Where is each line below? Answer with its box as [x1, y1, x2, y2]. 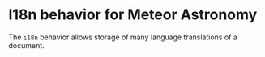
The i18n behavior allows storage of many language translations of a [8, 32, 237, 42]
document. [8, 40, 45, 50]
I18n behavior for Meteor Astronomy [8, 6, 258, 24]
